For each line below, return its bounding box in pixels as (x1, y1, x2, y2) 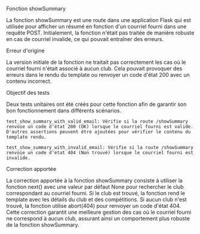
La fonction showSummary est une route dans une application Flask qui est (6, 17, 191, 23)
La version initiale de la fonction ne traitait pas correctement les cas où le (6, 59, 186, 65)
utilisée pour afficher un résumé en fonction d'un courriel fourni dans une (6, 23, 187, 30)
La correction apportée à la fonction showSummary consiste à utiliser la (6, 177, 183, 184)
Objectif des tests (6, 89, 50, 96)
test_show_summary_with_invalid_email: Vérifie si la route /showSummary (6, 145, 194, 151)
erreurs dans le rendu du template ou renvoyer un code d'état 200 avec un (6, 71, 190, 78)
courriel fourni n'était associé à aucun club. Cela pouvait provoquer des (6, 65, 183, 72)
